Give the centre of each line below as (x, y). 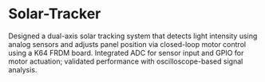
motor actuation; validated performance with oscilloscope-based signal (126, 61)
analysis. (23, 69)
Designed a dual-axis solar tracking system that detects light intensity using (133, 36)
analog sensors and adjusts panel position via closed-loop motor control (127, 44)
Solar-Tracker (55, 14)
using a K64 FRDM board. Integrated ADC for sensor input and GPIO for (126, 53)
